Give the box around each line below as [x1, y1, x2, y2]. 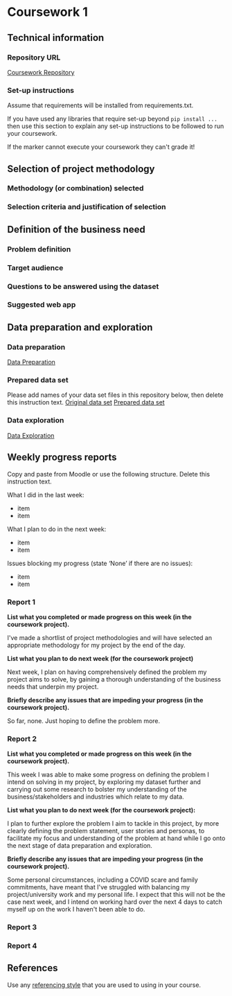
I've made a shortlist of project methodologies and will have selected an [7, 633, 213, 641]
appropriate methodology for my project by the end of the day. [7, 641, 186, 649]
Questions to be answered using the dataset [7, 281, 159, 291]
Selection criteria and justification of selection [7, 202, 166, 212]
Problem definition [7, 244, 71, 254]
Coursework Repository [7, 68, 75, 76]
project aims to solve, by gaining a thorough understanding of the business [7, 675, 222, 683]
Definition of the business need [7, 223, 145, 235]
